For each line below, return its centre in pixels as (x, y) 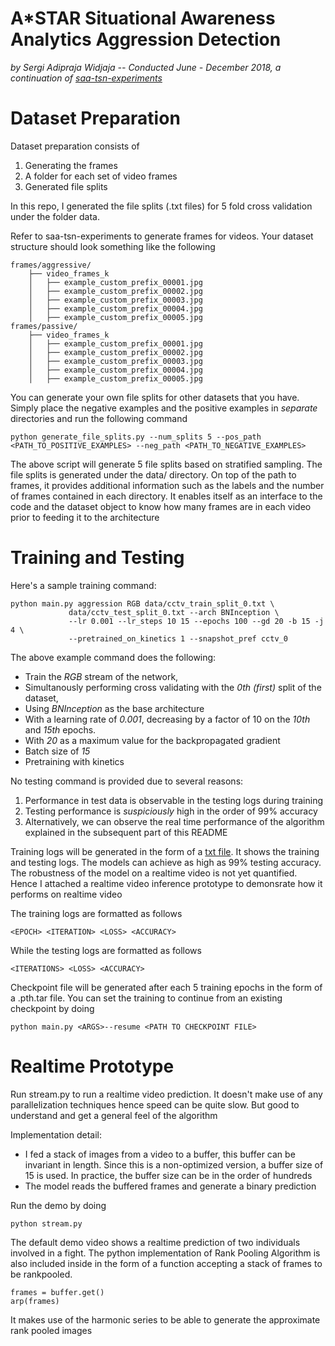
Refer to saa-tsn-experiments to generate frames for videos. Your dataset (162, 236)
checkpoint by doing (52, 1008)
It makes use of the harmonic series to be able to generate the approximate (165, 1319)
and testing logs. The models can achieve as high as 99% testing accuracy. (166, 862)
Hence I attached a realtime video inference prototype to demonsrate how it (166, 883)
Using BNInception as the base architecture (114, 708)
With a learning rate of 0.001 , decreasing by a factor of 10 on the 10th (167, 719)
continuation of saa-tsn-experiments (86, 78)
